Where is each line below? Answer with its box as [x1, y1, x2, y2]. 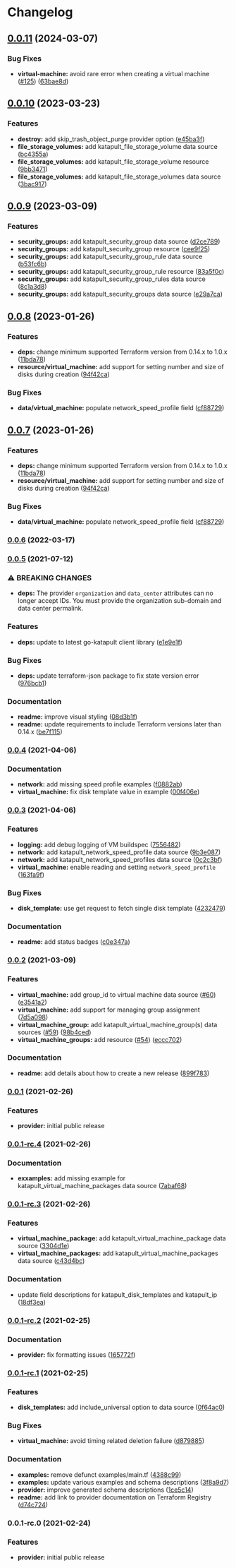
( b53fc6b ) [17, 260, 47, 268]
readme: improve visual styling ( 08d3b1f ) [17, 712, 138, 721]
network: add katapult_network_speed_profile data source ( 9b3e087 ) [17, 848, 221, 856]
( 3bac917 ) [17, 179, 47, 188]
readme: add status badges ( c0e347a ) [17, 938, 130, 946]
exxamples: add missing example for [17, 1174, 126, 1183]
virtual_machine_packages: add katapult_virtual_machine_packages [17, 1249, 218, 1257]
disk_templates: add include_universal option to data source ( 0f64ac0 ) [17, 1403, 225, 1412]
